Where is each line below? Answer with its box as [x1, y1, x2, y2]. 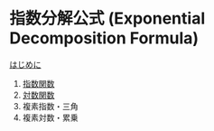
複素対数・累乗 [22, 112, 79, 123]
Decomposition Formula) [9, 28, 200, 49]
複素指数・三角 [22, 100, 79, 111]
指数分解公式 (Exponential [9, 8, 206, 29]
